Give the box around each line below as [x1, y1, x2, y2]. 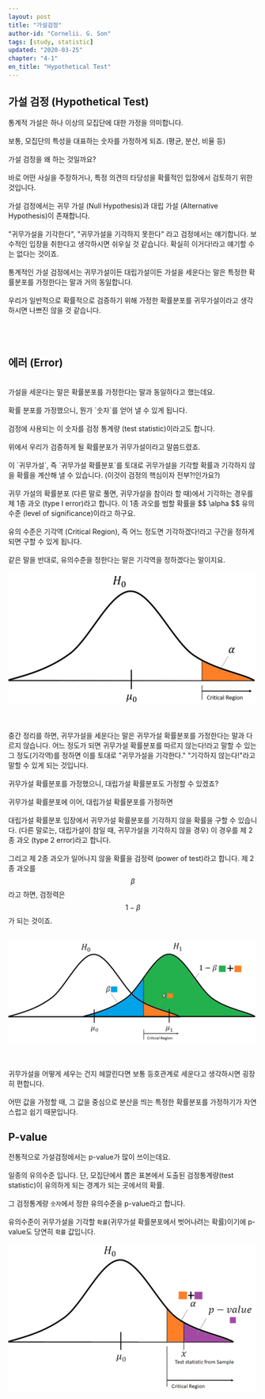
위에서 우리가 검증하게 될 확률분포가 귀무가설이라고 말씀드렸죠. [8, 442, 201, 452]
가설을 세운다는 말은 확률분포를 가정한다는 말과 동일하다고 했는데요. [8, 387, 215, 396]
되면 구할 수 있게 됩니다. [8, 536, 82, 546]
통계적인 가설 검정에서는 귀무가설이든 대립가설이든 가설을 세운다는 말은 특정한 [8, 267, 248, 276]
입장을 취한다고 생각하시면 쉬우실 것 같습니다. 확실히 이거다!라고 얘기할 [28, 238, 247, 249]
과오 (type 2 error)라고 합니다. [16, 835, 112, 844]
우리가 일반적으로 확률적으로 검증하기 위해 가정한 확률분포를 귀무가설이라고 [8, 295, 239, 305]
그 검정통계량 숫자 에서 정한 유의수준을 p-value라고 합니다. [8, 1199, 186, 1208]
